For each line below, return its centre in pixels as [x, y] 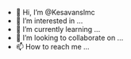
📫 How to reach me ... [52, 47]
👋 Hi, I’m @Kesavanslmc [55, 12]
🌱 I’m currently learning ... [58, 29]
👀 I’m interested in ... [49, 21]
